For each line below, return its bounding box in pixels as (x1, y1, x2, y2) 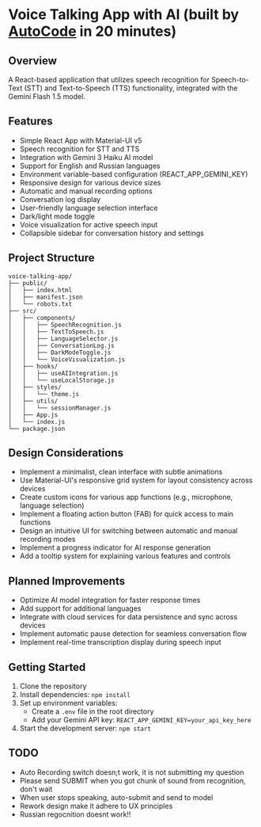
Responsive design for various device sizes (19, 177, 161, 187)
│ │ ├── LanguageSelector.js (8, 334, 119, 342)
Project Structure (8, 251, 95, 265)
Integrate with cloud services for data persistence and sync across (19, 612, 238, 622)
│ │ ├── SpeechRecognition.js (8, 321, 123, 329)
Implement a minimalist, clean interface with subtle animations (19, 467, 223, 477)
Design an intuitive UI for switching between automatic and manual (19, 526, 238, 535)
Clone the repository (19, 681, 87, 691)
